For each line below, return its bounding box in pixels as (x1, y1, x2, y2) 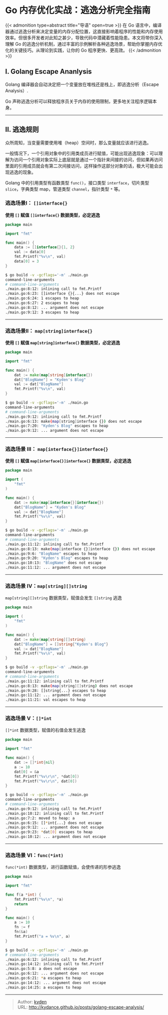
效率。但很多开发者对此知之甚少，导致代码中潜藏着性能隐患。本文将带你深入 (5, 35, 163, 41)
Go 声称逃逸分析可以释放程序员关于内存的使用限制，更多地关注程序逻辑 (5, 98, 152, 104)
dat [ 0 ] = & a (14, 769, 39, 774)
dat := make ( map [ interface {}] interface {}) (14, 500, 104, 505)
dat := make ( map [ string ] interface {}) (14, 372, 93, 378)
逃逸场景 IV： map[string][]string (5, 583, 87, 589)
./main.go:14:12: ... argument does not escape (5, 980, 106, 985)
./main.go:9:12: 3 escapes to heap (5, 309, 79, 315)
